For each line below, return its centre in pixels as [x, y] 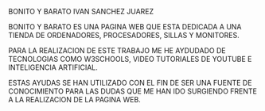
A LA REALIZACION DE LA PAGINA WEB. [74, 100]
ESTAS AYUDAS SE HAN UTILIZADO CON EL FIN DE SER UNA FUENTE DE [130, 83]
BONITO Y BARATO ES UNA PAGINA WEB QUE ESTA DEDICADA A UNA [125, 27]
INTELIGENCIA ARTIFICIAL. [53, 67]
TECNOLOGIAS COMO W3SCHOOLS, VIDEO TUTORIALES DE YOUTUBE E [130, 59]
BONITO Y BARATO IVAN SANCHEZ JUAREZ [81, 11]
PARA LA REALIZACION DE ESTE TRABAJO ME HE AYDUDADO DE [117, 50]
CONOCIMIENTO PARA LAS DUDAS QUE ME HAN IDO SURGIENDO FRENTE [132, 91]
